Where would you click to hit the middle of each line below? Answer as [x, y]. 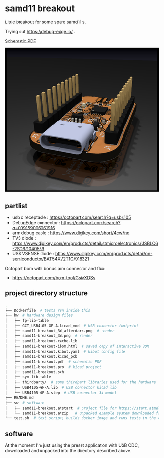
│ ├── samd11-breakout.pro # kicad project [53, 367]
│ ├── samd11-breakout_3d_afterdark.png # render [60, 331]
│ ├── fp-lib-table [27, 320]
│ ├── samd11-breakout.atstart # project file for [61, 408]
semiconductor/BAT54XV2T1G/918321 [51, 259]
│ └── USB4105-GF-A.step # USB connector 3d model [61, 393]
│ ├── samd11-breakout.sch [35, 372]
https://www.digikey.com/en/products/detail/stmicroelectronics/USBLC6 [85, 243]
